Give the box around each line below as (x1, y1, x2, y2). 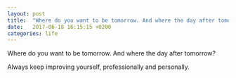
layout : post (7, 10, 46, 18)
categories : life (7, 30, 58, 37)
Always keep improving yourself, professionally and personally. (7, 63, 190, 71)
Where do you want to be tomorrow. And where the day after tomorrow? (7, 49, 216, 58)
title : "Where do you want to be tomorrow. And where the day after (7, 17, 216, 24)
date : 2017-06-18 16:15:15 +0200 (7, 23, 112, 30)
